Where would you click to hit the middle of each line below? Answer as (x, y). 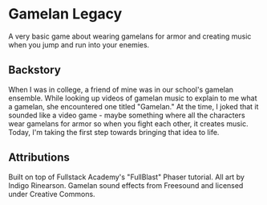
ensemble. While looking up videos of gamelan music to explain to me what (133, 98)
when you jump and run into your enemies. (79, 44)
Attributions (39, 158)
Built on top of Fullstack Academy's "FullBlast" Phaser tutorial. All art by (126, 177)
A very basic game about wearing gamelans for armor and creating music (130, 36)
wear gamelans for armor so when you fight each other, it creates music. (128, 123)
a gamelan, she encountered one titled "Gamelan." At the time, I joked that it (133, 106)
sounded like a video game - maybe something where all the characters (127, 115)
